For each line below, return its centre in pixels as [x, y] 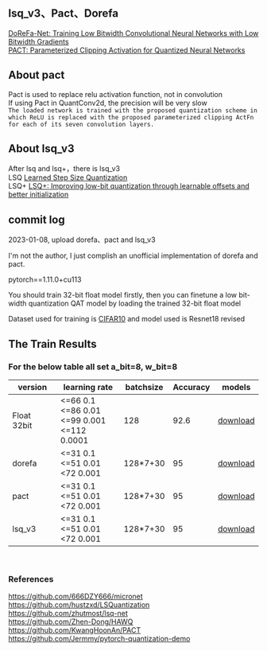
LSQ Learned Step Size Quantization [68, 177]
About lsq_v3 [41, 149]
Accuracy [192, 387]
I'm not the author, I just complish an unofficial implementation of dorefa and [133, 255]
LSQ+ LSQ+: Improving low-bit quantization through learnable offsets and [129, 186]
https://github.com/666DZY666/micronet [75, 596]
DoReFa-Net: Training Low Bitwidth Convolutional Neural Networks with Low [133, 33]
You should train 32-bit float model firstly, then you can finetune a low [123, 295]
